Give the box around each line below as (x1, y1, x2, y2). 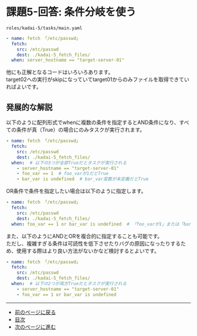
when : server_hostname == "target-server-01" (11, 57, 125, 63)
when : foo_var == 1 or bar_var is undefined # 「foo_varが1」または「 (11, 221, 184, 227)
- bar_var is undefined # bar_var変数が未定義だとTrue (16, 176, 149, 182)
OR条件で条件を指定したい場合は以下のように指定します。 (6, 187, 147, 194)
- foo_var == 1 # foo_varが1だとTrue (16, 171, 109, 177)
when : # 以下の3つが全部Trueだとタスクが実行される (11, 160, 127, 166)
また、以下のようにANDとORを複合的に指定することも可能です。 (6, 233, 163, 240)
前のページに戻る (14, 308, 56, 315)
